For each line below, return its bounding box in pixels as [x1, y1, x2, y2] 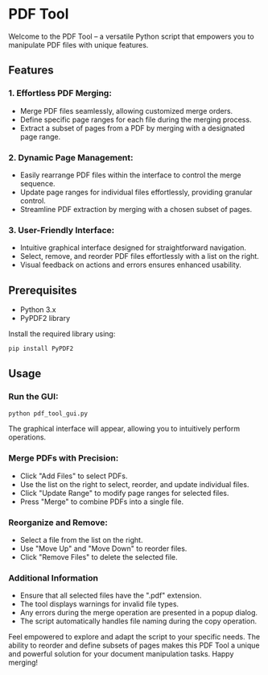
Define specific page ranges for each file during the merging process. [19, 115, 252, 124]
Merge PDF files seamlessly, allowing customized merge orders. [19, 106, 233, 115]
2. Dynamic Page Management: [8, 152, 134, 163]
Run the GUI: [8, 391, 59, 402]
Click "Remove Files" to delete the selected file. [19, 552, 178, 562]
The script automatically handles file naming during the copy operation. [19, 616, 258, 626]
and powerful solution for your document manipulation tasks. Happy [8, 649, 234, 659]
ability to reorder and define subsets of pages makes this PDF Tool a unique [8, 640, 260, 650]
